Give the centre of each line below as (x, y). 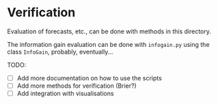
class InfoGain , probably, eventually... (60, 52)
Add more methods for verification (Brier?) (77, 86)
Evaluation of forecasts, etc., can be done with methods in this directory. (109, 31)
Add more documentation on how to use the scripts (89, 78)
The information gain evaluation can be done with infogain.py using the (108, 44)
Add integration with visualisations (65, 94)
